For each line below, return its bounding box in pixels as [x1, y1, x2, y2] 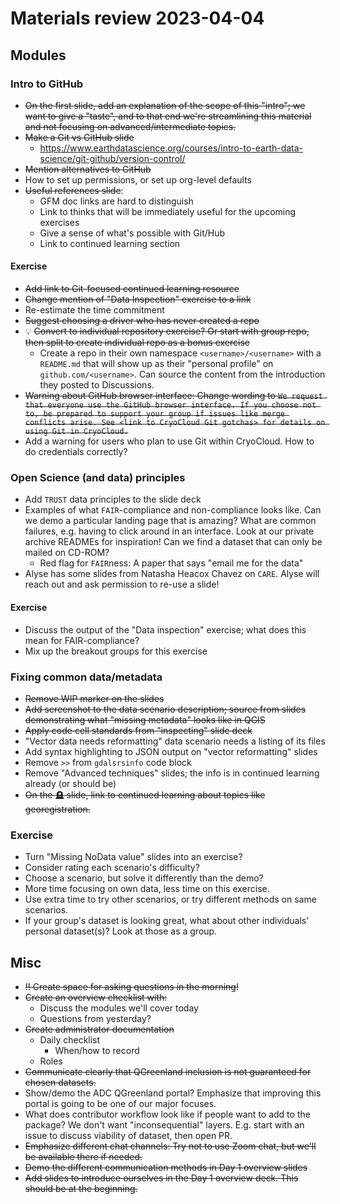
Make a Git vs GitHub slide [24, 131, 135, 143]
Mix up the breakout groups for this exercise [24, 645, 208, 657]
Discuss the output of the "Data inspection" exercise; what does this [24, 623, 307, 636]
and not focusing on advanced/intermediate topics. [24, 120, 237, 132]
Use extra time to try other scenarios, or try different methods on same [24, 893, 317, 906]
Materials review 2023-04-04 [10, 7, 265, 30]
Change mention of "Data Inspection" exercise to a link [24, 293, 252, 306]
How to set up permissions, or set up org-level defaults [24, 173, 252, 186]
